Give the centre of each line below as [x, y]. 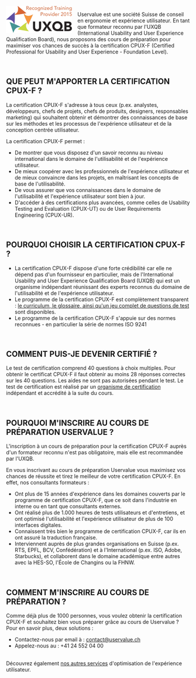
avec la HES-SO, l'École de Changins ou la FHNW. [75, 562]
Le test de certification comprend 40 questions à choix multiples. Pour [91, 368]
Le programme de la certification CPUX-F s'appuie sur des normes [95, 318]
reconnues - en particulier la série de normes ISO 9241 [80, 324]
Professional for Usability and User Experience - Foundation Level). [87, 52]
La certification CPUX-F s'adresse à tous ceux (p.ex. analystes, [82, 104]
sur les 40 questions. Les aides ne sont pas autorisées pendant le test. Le [95, 380]
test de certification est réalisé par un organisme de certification [83, 387]
